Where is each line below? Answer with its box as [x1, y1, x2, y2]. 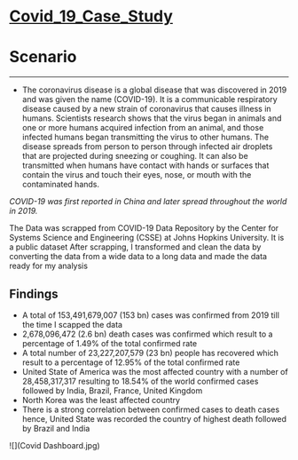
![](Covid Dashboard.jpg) [9, 440, 100, 450]
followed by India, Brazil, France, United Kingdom [21, 385, 203, 396]
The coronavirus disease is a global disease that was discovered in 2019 [21, 84, 287, 95]
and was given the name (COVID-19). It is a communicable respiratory [21, 94, 278, 105]
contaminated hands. [21, 179, 100, 190]
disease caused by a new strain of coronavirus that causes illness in [21, 104, 272, 115]
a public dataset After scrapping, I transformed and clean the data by [9, 242, 262, 252]
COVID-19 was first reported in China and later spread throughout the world [9, 196, 287, 207]
